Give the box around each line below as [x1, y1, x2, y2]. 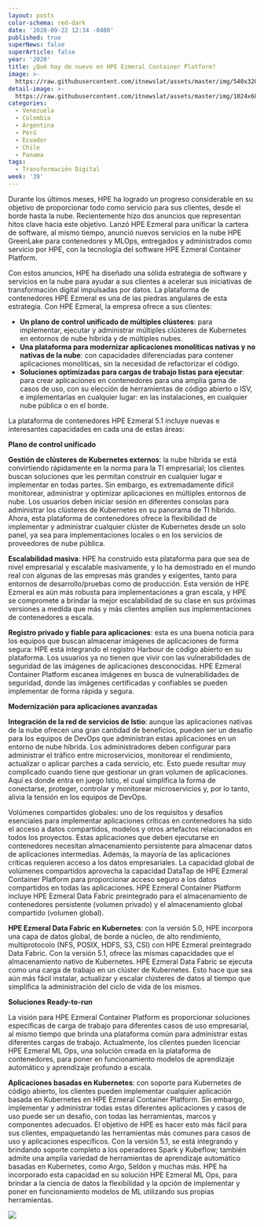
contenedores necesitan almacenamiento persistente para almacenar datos [8, 841, 253, 850]
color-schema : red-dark [8, 19, 86, 27]
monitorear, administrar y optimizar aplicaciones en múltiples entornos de [8, 488, 247, 497]
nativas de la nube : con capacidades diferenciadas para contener [19, 350, 234, 359]
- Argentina [15, 121, 55, 129]
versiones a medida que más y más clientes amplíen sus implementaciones [8, 604, 251, 613]
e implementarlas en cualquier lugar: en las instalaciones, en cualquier [19, 392, 247, 402]
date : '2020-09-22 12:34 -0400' [8, 26, 114, 34]
